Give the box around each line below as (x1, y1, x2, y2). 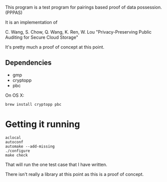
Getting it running (5, 119, 80, 130)
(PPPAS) (5, 10, 23, 16)
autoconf (5, 139, 24, 144)
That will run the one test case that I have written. (5, 161, 108, 167)
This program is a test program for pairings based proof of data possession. (5, 5, 162, 10)
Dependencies (5, 59, 52, 67)
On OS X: (5, 92, 25, 98)
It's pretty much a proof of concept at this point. (5, 44, 104, 50)
